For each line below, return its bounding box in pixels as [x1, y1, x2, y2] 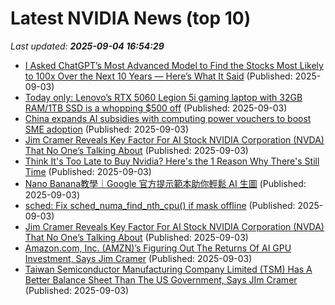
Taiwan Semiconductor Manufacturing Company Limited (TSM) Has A [24, 263, 313, 275]
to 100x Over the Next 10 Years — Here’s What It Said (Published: [24, 70, 293, 82]
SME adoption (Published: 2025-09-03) [24, 123, 190, 135]
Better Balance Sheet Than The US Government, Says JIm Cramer [24, 273, 298, 286]
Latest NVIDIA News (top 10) [10, 7, 252, 30]
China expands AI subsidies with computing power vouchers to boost [24, 112, 312, 124]
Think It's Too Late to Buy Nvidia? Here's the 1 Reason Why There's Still [24, 155, 320, 167]
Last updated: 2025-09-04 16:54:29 [10, 40, 165, 52]
